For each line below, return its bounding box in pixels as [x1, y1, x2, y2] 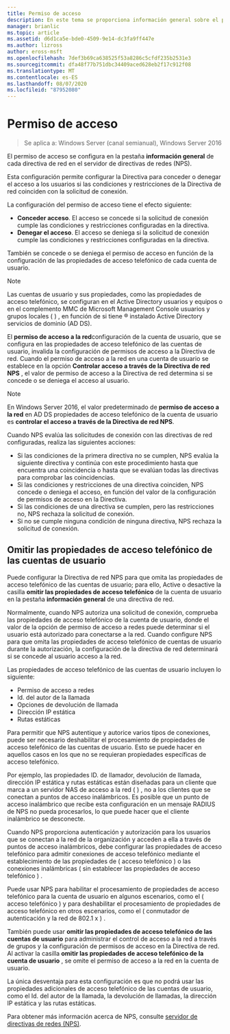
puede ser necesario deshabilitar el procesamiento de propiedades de [7, 736, 205, 744]
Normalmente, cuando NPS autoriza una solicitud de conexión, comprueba [7, 608, 218, 616]
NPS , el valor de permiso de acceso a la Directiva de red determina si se [7, 369, 214, 377]
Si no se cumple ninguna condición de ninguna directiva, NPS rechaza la [16, 517, 222, 526]
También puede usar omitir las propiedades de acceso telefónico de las [7, 927, 213, 935]
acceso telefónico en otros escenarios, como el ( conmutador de [7, 906, 190, 915]
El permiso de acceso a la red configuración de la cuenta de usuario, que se [7, 333, 221, 341]
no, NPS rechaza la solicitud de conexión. [16, 510, 135, 518]
